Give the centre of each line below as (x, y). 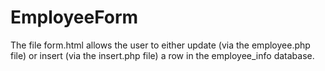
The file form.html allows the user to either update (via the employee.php (160, 45)
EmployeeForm (74, 17)
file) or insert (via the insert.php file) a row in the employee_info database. (162, 55)
